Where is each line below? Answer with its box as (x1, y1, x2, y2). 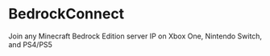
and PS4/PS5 (8, 39, 52, 49)
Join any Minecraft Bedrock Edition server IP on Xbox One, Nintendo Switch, (8, 31, 263, 41)
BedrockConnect (8, 5, 125, 23)
